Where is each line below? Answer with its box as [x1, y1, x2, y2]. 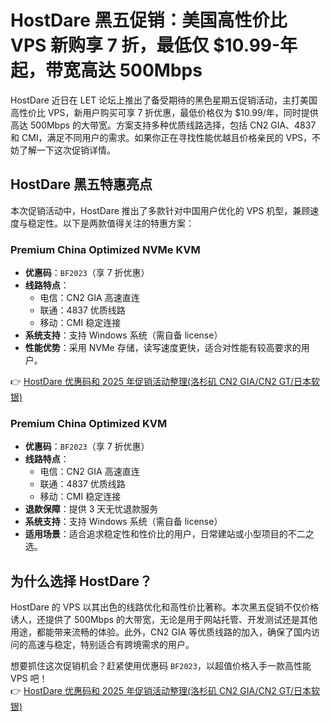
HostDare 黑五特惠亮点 [10, 176, 153, 193]
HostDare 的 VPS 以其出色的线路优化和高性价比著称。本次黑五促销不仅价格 [10, 601, 320, 613]
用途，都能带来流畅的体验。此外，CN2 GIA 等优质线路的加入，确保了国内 [10, 626, 312, 638]
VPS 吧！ [10, 672, 48, 685]
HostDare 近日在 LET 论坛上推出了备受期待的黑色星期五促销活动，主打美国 [10, 94, 318, 106]
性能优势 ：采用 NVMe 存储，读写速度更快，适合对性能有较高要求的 [24, 342, 302, 354]
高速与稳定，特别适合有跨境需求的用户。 [27, 639, 195, 651]
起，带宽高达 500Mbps [10, 59, 203, 82]
